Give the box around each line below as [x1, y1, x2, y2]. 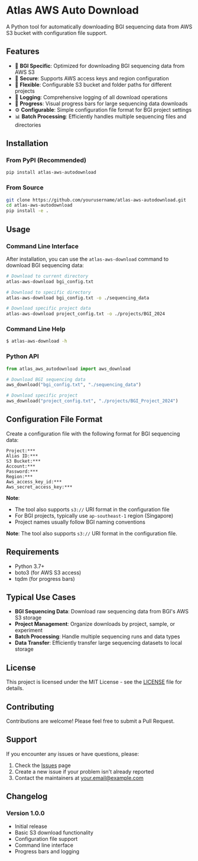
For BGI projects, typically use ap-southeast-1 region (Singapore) [14, 512, 174, 519]
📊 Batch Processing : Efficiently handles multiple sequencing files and [14, 113, 187, 120]
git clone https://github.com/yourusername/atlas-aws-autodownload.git [6, 197, 186, 203]
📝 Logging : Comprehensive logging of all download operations [14, 93, 168, 100]
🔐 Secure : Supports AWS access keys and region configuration [14, 74, 170, 82]
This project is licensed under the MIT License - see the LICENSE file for [6, 678, 182, 685]
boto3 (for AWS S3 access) [14, 568, 82, 576]
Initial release [14, 823, 47, 830]
